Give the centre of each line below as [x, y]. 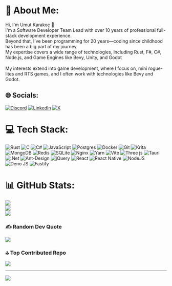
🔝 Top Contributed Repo [36, 253]
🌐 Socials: [22, 95]
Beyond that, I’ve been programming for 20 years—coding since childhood [84, 41]
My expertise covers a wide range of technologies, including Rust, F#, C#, [83, 52]
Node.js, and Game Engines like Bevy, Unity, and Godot [63, 57]
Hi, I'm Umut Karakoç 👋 [30, 25]
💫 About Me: [32, 11]
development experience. [45, 35]
